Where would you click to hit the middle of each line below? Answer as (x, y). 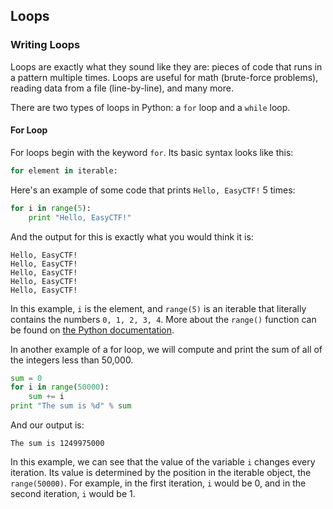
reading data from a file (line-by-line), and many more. (122, 88)
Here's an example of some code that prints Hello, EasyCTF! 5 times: (153, 190)
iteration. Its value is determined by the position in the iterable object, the (161, 473)
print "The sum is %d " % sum (71, 406)
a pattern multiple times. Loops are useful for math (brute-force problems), (164, 77)
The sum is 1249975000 (57, 444)
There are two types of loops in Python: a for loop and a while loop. (150, 107)
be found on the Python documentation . (92, 330)
